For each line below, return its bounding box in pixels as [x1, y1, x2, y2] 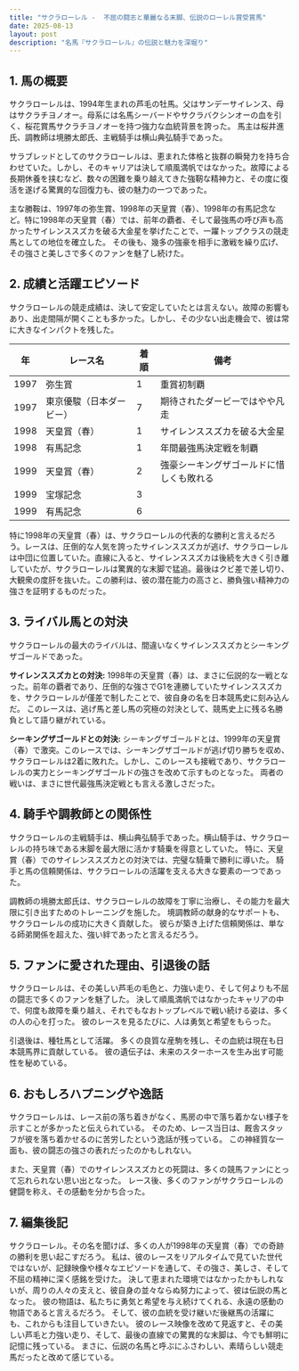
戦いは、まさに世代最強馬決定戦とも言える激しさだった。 [9, 778, 220, 789]
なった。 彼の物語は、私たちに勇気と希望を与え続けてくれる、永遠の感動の [9, 1295, 285, 1307]
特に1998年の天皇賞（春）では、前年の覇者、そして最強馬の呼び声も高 [24, 215, 284, 226]
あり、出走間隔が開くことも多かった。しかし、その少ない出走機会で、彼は [9, 313, 282, 324]
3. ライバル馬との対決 [9, 615, 128, 630]
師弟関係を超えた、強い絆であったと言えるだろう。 [16, 929, 203, 939]
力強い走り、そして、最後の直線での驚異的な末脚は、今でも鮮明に [47, 1329, 289, 1340]
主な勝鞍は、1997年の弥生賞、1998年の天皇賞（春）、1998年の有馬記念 [9, 203, 269, 214]
